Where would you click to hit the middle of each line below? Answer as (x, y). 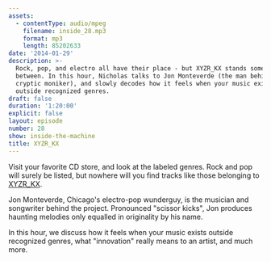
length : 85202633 (52, 46)
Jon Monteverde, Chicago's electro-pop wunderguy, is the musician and (129, 200)
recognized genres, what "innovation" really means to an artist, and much (131, 241)
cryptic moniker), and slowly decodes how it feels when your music (133, 83)
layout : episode (35, 121)
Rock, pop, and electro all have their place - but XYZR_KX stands (131, 69)
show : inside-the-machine (52, 136)
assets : (21, 16)
